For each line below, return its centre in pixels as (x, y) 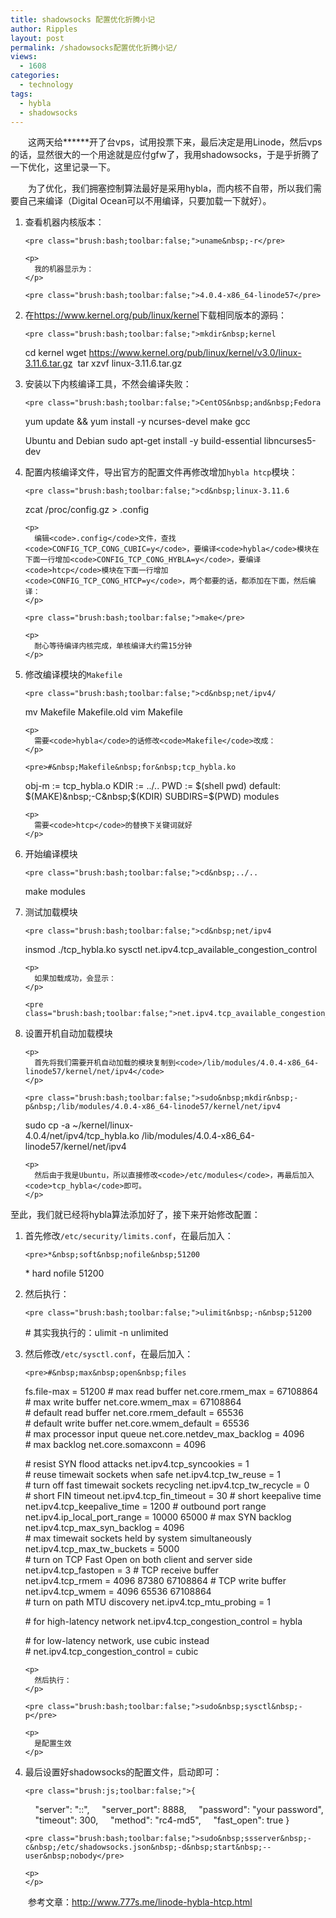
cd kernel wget (55, 353)
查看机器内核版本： (64, 222)
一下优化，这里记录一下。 (63, 167)
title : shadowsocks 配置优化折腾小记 (83, 19)
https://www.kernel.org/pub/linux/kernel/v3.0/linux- (195, 353)
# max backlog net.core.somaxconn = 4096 (115, 1445)
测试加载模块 (51, 912)
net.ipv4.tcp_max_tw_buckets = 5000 (102, 1549)
